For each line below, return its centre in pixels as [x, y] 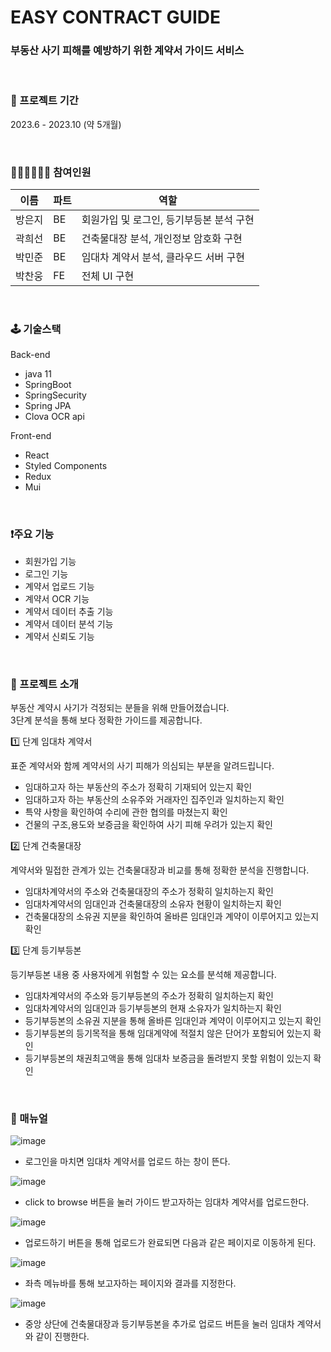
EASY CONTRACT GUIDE [115, 17]
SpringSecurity [55, 395]
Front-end [31, 436]
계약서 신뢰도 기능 [59, 636]
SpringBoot [48, 385]
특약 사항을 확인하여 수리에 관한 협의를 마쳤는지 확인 [126, 812]
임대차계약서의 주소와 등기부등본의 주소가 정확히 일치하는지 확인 [149, 995]
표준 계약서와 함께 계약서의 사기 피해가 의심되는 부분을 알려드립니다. [142, 765]
